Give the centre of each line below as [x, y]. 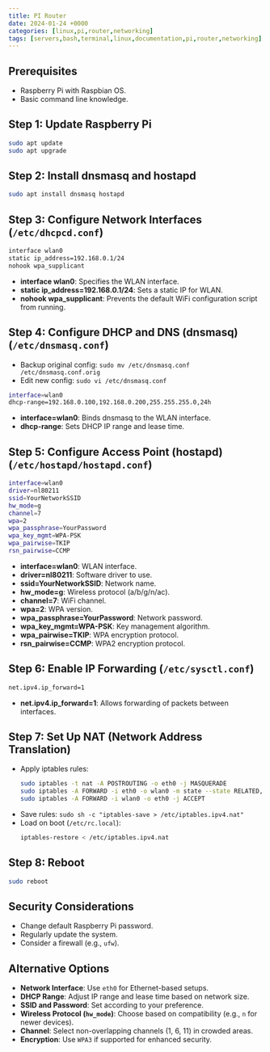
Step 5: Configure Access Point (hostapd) [116, 452]
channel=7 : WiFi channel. [63, 600]
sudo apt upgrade [38, 150]
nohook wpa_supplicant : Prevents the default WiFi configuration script [139, 298]
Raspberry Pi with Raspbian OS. [73, 90]
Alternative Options [59, 968]
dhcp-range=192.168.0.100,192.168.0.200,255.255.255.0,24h [110, 402]
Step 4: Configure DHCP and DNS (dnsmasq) [123, 332]
